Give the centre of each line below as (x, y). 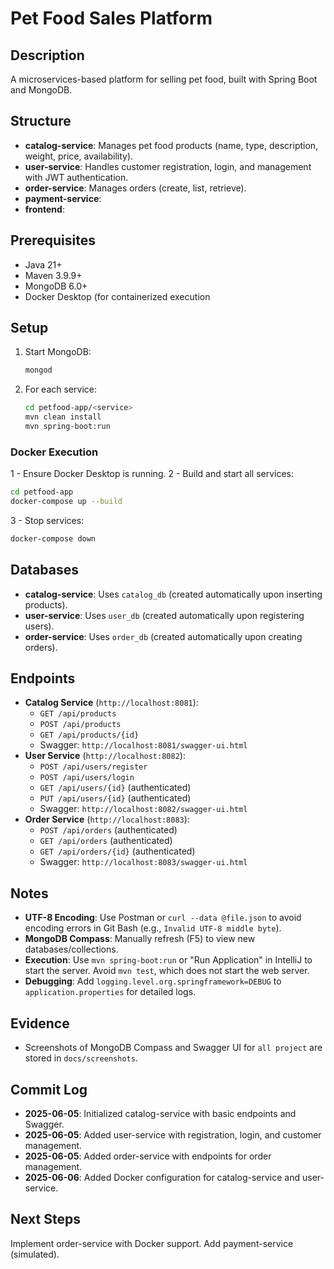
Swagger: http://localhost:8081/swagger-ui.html (143, 745)
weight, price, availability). (79, 156)
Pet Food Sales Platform (111, 18)
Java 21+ (43, 264)
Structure (41, 121)
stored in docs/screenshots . (81, 1058)
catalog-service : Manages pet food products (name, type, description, (171, 145)
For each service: (60, 389)
